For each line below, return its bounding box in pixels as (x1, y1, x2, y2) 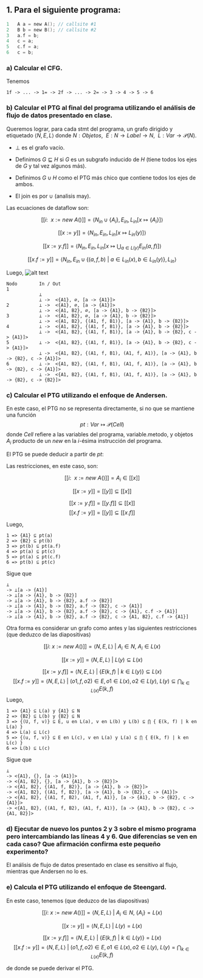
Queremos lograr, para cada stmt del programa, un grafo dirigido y (6, 125, 173, 132)
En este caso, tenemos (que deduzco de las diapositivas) (6, 897, 150, 904)
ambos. (15, 180, 35, 188)
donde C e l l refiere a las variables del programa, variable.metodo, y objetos (6, 431, 193, 438)
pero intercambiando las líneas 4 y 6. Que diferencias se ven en (6, 832, 198, 841)
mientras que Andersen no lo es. (6, 868, 88, 875)
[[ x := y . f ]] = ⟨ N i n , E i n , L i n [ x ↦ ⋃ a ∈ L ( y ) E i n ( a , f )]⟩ (42, 242, 162, 251)
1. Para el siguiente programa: (6, 5, 121, 15)
